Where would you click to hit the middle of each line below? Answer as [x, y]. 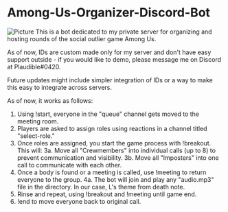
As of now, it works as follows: [50, 100]
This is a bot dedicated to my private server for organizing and [124, 32]
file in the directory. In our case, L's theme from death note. [101, 187]
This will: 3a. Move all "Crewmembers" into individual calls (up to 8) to [116, 150]
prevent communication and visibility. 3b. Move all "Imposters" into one [118, 157]
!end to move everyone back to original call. [79, 201]
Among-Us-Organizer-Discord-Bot [109, 13]
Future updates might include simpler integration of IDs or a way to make [110, 80]
